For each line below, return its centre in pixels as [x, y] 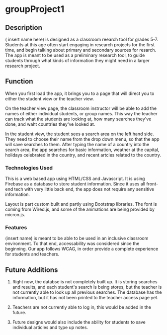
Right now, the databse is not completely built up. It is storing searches [85, 282]
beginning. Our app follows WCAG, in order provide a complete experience [82, 249]
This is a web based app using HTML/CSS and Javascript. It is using [75, 179]
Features [16, 228]
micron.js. [15, 215]
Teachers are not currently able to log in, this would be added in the [82, 307]
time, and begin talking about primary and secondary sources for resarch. [81, 50]
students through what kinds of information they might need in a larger [78, 60]
